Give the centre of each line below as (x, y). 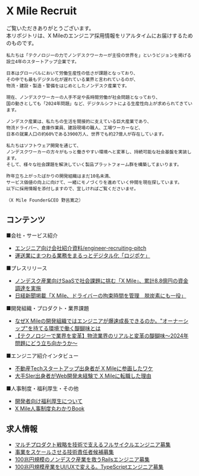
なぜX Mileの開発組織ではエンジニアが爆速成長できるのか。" (89, 321)
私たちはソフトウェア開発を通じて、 (44, 146)
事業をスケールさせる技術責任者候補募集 (64, 452)
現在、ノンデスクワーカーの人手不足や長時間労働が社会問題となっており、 (83, 97)
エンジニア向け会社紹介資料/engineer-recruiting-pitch (80, 248)
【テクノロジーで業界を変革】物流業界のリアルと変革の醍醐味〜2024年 (102, 335)
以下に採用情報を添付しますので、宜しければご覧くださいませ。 (72, 188)
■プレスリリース (27, 268)
